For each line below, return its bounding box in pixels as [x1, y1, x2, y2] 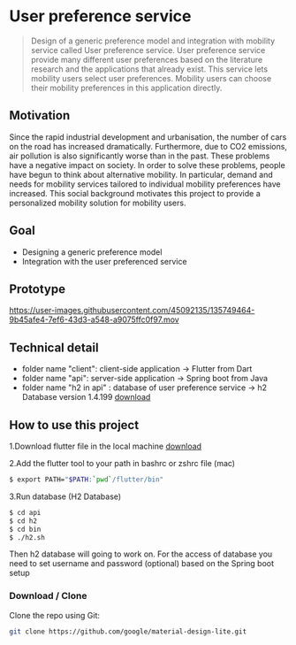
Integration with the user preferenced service [21, 256, 187, 266]
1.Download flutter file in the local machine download [9, 441, 201, 451]
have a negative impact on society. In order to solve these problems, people [9, 159, 285, 170]
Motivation [9, 108, 71, 123]
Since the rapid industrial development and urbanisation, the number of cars [9, 131, 287, 142]
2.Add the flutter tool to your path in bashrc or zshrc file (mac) [9, 458, 236, 468]
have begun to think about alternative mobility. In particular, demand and [9, 169, 274, 180]
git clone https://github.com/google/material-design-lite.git [9, 626, 247, 636]
